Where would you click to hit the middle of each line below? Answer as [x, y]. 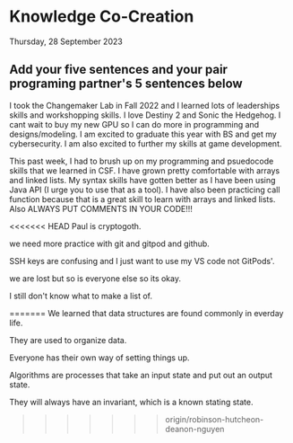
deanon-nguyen [195, 429]
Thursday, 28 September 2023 [66, 41]
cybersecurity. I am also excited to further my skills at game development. [146, 143]
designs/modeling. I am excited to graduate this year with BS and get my [143, 134]
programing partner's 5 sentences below [126, 84]
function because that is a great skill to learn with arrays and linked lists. [142, 199]
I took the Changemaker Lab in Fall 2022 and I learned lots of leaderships [145, 105]
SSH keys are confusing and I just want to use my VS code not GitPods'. [142, 261]
